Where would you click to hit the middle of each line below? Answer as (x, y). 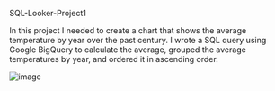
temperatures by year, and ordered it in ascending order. (114, 59)
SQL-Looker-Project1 (48, 13)
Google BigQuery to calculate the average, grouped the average (128, 50)
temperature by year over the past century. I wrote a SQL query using (138, 40)
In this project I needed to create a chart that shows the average (128, 30)
